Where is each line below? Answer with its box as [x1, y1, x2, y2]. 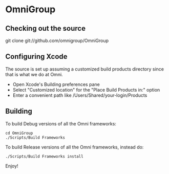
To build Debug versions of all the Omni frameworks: [5, 120, 117, 126]
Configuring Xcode [5, 52, 68, 61]
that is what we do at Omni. [5, 71, 63, 77]
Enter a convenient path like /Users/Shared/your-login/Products [12, 92, 147, 98]
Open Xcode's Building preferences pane [12, 81, 100, 88]
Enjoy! [5, 163, 19, 169]
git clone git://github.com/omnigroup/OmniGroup [5, 37, 109, 43]
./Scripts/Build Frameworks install [5, 154, 83, 159]
